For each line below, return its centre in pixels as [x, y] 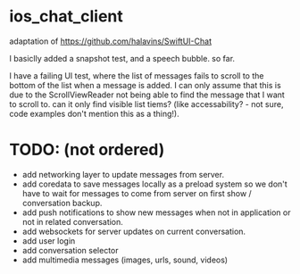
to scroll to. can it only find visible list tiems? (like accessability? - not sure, [146, 104]
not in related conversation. [72, 221]
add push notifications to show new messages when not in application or [156, 212]
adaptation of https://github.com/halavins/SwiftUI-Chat [111, 41]
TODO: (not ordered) [87, 150]
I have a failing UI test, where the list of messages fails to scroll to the [137, 75]
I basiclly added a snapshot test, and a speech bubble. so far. [122, 58]
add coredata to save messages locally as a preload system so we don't [154, 184]
